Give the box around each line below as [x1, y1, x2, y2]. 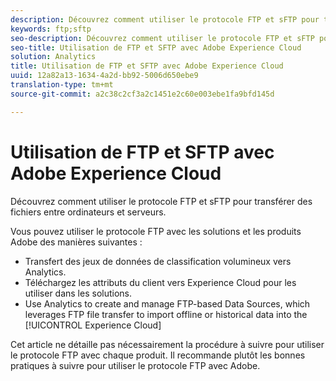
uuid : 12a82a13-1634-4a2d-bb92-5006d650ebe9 [10, 71, 199, 81]
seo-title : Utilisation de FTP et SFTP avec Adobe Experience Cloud [10, 42, 302, 53]
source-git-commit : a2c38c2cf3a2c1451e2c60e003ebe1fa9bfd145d [10, 89, 275, 99]
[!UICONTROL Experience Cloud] [24, 319, 162, 331]
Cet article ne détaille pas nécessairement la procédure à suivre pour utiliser [10, 338, 325, 350]
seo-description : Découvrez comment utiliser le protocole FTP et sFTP [10, 33, 315, 43]
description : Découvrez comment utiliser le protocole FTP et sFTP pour [10, 14, 320, 25]
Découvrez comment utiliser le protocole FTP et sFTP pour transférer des [10, 195, 313, 207]
